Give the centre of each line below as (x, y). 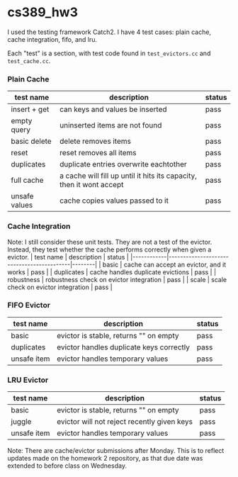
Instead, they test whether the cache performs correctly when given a (109, 249)
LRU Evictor (28, 380)
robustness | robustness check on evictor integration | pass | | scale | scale (117, 279)
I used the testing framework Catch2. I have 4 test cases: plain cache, (109, 32)
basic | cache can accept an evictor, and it (164, 264)
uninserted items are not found (111, 125)
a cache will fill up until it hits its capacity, (128, 176)
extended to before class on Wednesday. (67, 466)
